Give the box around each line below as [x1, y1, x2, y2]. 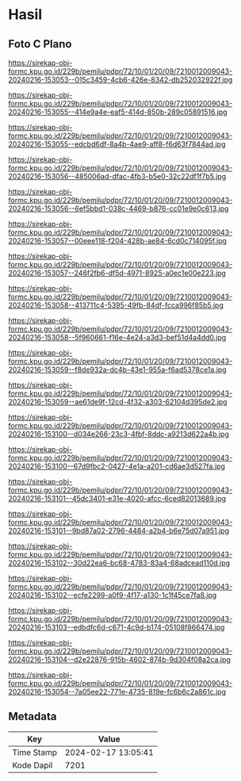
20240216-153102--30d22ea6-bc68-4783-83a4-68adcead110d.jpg [8, 558, 231, 568]
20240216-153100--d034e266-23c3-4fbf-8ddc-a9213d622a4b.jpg [8, 430, 230, 438]
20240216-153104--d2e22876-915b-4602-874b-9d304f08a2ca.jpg [8, 655, 231, 664]
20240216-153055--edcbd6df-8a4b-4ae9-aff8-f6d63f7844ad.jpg [8, 140, 226, 148]
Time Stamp [12, 747, 58, 758]
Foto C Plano [8, 37, 72, 51]
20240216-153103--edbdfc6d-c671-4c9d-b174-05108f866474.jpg [8, 622, 225, 632]
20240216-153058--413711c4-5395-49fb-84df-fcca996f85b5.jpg [8, 301, 224, 310]
